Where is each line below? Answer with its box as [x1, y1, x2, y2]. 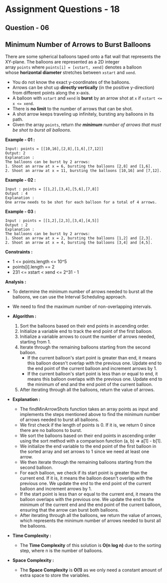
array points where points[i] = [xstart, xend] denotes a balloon [5, 64, 142, 70]
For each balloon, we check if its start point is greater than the [19, 470, 148, 476]
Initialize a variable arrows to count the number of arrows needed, [19, 333, 156, 339]
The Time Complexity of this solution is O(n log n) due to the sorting [19, 542, 162, 548]
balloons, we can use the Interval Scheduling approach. [12, 294, 127, 300]
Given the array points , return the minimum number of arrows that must [12, 121, 162, 128]
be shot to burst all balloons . [12, 127, 71, 133]
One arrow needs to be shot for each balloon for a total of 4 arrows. [5, 200, 157, 205]
